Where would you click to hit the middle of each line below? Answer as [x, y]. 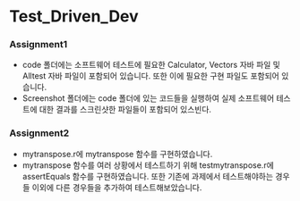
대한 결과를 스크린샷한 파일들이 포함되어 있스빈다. [125, 110]
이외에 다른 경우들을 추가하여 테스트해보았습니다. [117, 187]
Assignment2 [39, 133]
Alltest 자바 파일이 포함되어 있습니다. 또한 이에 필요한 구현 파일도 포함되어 [150, 76]
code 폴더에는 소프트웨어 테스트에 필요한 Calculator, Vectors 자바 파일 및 [151, 65]
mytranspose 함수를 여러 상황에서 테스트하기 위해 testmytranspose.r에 [148, 165]
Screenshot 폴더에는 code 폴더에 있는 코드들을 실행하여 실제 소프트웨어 [148, 98]
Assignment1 [39, 45]
